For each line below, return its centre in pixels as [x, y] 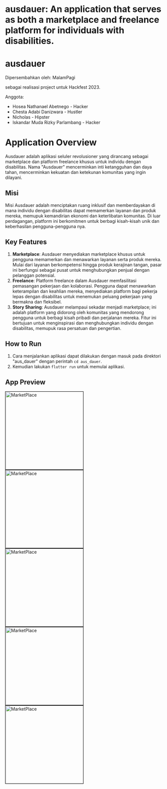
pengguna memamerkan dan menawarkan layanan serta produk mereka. [87, 259]
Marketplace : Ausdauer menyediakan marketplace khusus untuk [79, 254]
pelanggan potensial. [34, 275]
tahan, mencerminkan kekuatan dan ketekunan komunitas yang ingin [76, 172]
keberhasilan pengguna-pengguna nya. [45, 226]
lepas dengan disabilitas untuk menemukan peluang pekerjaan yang [82, 296]
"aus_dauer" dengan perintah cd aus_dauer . [57, 361]
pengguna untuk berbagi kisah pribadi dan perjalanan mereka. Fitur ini [84, 317]
